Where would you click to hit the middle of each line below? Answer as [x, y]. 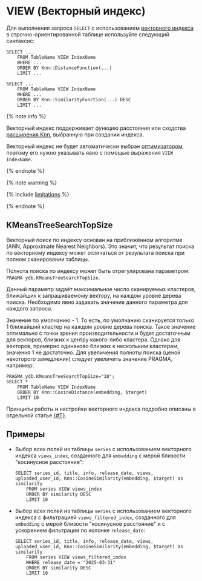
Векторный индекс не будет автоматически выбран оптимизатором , [95, 146]
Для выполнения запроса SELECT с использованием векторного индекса [100, 28]
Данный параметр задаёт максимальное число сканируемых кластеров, [101, 289]
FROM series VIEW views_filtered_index [77, 557]
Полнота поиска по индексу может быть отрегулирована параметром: [98, 270]
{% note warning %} [32, 183]
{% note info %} [26, 116]
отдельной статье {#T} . [36, 415]
